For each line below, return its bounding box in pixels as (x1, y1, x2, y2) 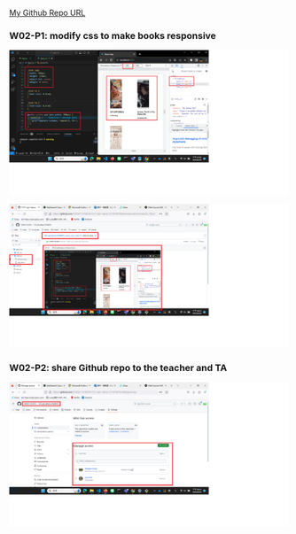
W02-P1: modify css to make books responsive (9, 29, 217, 42)
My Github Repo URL (9, 8, 86, 18)
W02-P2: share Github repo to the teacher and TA (9, 361, 228, 374)
